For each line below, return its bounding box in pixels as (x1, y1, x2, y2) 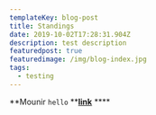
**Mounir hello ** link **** (9, 96, 111, 107)
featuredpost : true (9, 47, 83, 56)
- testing (17, 72, 54, 81)
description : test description (9, 38, 127, 48)
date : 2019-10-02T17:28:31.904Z (9, 30, 131, 39)
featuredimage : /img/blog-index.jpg (9, 55, 147, 64)
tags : (9, 64, 30, 73)
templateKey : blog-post (9, 13, 99, 22)
